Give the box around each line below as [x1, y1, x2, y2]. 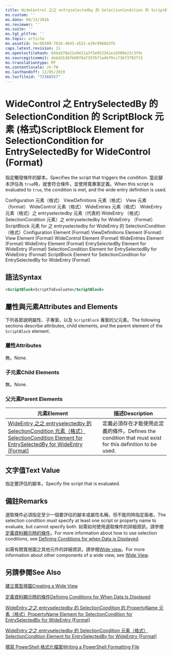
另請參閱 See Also [5, 568, 61, 577]
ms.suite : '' [5, 27, 33, 32]
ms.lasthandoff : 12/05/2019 [5, 70, 66, 75]
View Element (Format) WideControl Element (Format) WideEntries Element [5, 235, 164, 241]
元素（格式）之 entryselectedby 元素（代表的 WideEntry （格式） [5, 210, 143, 216]
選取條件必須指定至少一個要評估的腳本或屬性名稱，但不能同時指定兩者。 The [5, 511, 166, 517]
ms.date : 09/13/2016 [5, 17, 50, 22]
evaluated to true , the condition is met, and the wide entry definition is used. [5, 186, 167, 192]
